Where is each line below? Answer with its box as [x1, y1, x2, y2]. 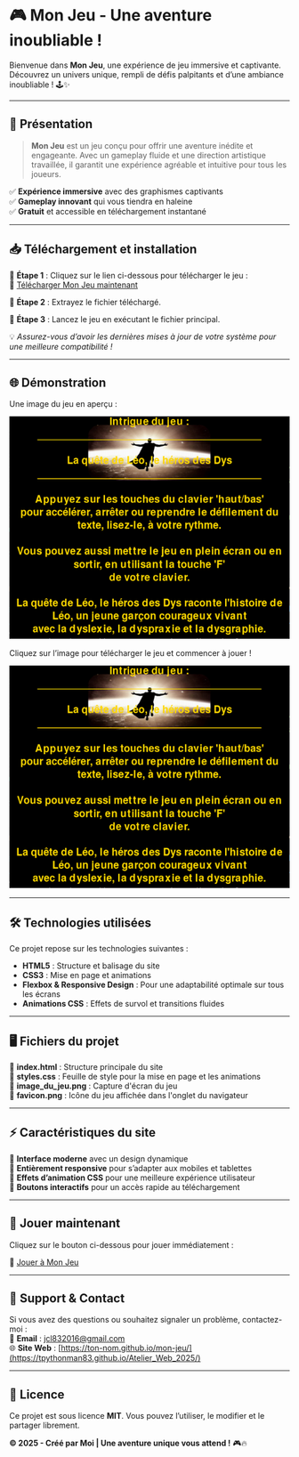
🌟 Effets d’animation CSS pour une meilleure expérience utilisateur [9, 1172, 255, 1183]
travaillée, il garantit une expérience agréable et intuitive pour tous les [30, 159, 287, 170]
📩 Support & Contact [9, 1291, 125, 1307]
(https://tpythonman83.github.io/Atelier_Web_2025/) [9, 1353, 201, 1364]
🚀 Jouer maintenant [9, 1216, 121, 1231]
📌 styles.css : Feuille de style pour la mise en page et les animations [9, 1072, 261, 1081]
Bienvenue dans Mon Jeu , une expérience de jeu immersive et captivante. [9, 60, 282, 70]
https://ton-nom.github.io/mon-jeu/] [61, 1343, 193, 1354]
